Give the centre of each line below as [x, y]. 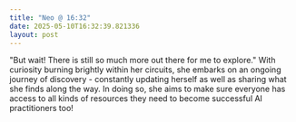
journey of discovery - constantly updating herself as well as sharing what [148, 80]
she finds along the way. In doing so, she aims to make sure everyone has [148, 89]
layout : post [34, 34]
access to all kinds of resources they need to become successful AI [136, 99]
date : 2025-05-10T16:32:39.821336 [75, 26]
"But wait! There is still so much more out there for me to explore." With [143, 61]
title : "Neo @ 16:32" [50, 18]
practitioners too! [42, 108]
